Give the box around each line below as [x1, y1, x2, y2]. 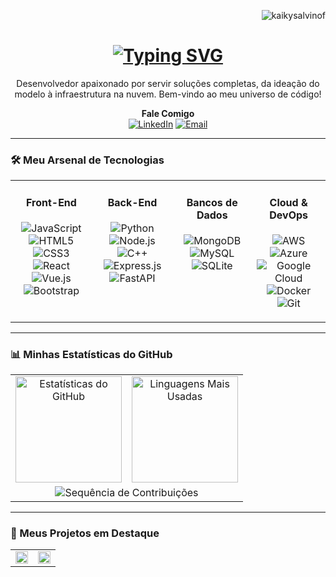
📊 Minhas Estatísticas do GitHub [10, 347, 173, 361]
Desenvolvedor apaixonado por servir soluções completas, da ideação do [16, 77, 320, 89]
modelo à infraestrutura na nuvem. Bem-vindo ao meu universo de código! [14, 88, 322, 100]
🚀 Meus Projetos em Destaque [10, 526, 160, 540]
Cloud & [269, 195, 308, 209]
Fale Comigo [141, 107, 195, 119]
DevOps [269, 208, 309, 222]
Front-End [25, 195, 77, 209]
